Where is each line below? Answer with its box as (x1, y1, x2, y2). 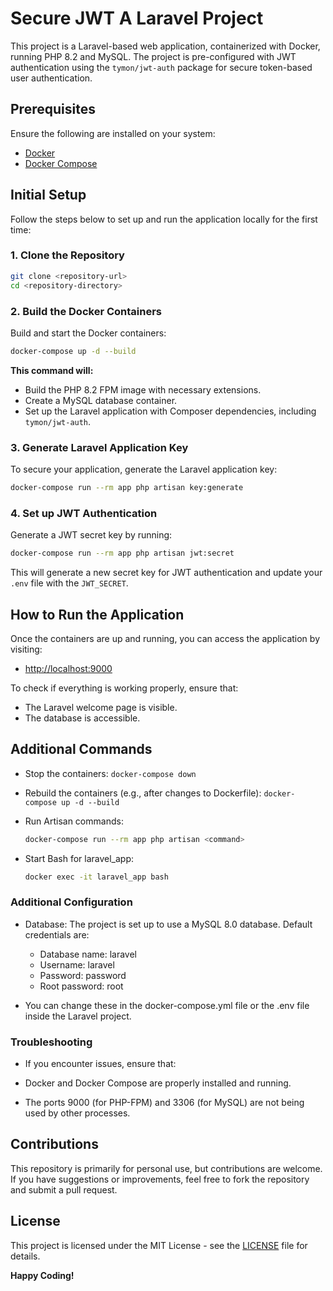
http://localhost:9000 (24, 662, 113, 674)
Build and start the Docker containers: (10, 327, 167, 339)
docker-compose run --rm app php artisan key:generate (10, 483, 244, 493)
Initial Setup (10, 187, 87, 204)
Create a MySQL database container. (24, 394, 178, 406)
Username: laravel (39, 958, 115, 971)
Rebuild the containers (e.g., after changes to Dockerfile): (24, 787, 262, 799)
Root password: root (39, 980, 124, 992)
